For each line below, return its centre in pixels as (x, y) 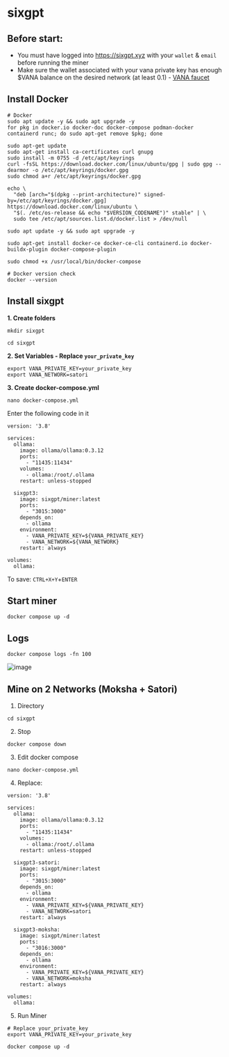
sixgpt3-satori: (37, 863)
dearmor (18, 170)
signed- (155, 194)
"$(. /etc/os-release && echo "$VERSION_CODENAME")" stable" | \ (110, 213)
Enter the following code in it (48, 413)
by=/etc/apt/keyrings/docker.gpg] (57, 201)
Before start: (35, 39)
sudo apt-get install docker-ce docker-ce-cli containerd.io (97, 243)
